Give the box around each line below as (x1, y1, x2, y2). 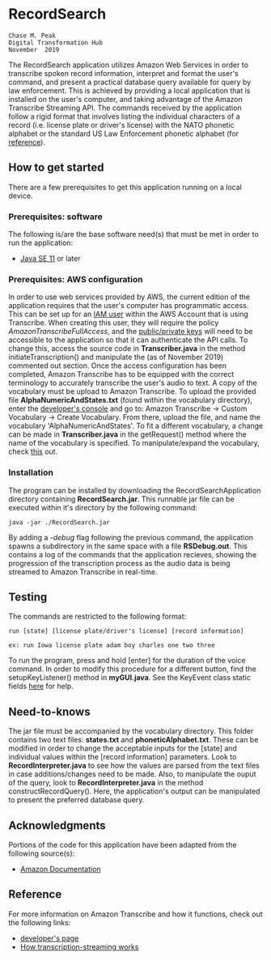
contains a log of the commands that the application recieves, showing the (8, 549, 257, 559)
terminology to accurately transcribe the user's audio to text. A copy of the (8, 378, 257, 388)
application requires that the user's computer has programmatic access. (8, 301, 249, 311)
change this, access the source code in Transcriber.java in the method (8, 344, 246, 353)
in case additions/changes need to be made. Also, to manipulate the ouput (8, 769, 256, 779)
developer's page (19, 933, 79, 943)
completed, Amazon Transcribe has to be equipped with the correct (8, 370, 235, 379)
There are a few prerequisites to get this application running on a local (8, 182, 243, 192)
